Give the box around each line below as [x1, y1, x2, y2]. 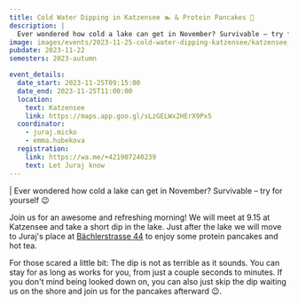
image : [9, 37, 34, 47]
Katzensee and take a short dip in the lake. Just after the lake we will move [9, 221, 282, 231]
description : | [9, 21, 66, 30]
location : [17, 95, 53, 104]
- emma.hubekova [25, 137, 86, 145]
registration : [17, 145, 69, 153]
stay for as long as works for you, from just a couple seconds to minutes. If [9, 267, 283, 278]
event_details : [9, 70, 66, 80]
